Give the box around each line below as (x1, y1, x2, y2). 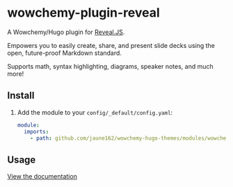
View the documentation (7, 172, 78, 181)
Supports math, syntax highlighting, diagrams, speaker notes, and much (7, 62, 214, 70)
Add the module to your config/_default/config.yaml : (17, 108, 173, 116)
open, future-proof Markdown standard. (7, 49, 122, 57)
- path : (30, 134, 52, 142)
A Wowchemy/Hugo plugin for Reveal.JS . (7, 28, 125, 36)
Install (7, 90, 35, 101)
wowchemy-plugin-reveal (7, 5, 160, 21)
